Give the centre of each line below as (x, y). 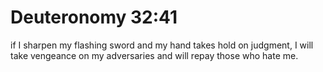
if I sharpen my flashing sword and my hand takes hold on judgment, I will (162, 45)
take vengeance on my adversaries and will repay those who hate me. (154, 55)
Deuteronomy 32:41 (94, 17)
